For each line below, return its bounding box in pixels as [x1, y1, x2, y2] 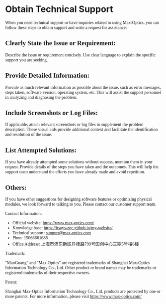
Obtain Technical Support [5, 3, 113, 15]
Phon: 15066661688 [12, 235, 48, 240]
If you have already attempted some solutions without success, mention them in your [5, 159, 153, 165]
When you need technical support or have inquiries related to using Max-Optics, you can [5, 20, 160, 25]
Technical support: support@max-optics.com [12, 230, 91, 235]
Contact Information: [5, 211, 42, 216]
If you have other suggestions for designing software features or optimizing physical [5, 197, 152, 202]
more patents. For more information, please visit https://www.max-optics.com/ [5, 294, 142, 299]
